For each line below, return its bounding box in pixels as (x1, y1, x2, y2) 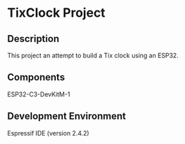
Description (7, 33, 59, 45)
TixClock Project (7, 5, 106, 21)
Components (7, 71, 65, 83)
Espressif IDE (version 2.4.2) (7, 129, 89, 137)
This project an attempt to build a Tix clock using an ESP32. (7, 51, 179, 59)
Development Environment (7, 110, 126, 122)
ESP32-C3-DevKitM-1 (7, 89, 71, 99)
